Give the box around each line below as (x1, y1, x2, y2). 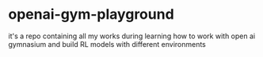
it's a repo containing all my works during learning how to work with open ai (8, 31, 256, 41)
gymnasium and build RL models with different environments (8, 39, 206, 48)
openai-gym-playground (8, 5, 174, 23)
